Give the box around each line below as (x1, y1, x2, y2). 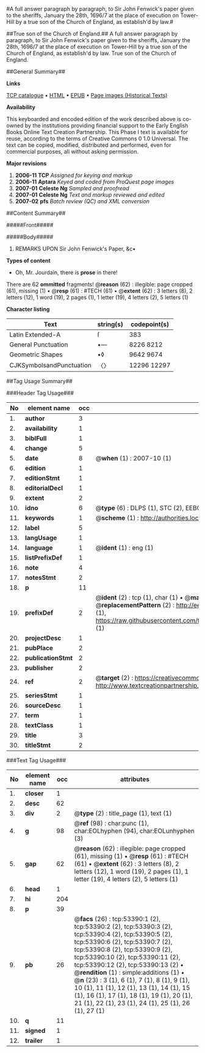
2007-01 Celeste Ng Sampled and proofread (15, 185, 129, 192)
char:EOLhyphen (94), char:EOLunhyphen (74, 826, 195, 835)
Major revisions (6, 160, 47, 167)
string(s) (97, 320, 124, 328)
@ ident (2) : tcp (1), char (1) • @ (95, 593, 191, 602)
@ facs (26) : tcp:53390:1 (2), (74, 915, 160, 923)
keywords (25, 514, 55, 522)
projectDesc (25, 634, 62, 642)
